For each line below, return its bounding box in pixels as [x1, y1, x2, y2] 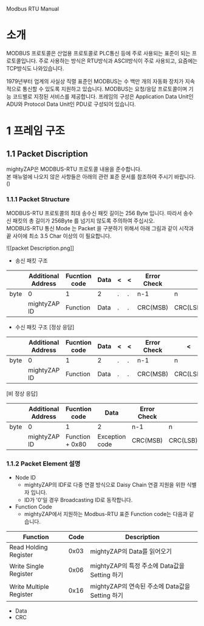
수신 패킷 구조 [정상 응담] [15, 323, 75, 331]
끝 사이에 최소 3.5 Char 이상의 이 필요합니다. [6, 232, 112, 239]
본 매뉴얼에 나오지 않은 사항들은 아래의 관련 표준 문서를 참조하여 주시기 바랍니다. [6, 173, 196, 180]
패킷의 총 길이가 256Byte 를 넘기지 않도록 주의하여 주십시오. [12, 217, 155, 224]
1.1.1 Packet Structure [6, 194, 70, 203]
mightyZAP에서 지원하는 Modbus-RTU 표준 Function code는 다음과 [24, 510, 188, 517]
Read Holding [9, 543, 48, 551]
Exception [97, 433, 126, 441]
